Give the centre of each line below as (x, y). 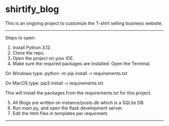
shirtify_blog (32, 9)
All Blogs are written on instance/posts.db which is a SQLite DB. (78, 102)
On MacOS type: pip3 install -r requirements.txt (54, 83)
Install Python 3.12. (32, 47)
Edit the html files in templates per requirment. (60, 113)
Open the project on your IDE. (43, 58)
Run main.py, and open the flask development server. (68, 108)
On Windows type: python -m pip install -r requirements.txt (66, 73)
